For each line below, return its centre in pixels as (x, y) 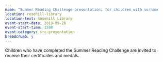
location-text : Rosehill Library (39, 18)
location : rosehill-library (33, 14)
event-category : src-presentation (40, 32)
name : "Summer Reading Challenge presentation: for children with (73, 9)
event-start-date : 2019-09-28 (36, 23)
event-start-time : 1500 (29, 28)
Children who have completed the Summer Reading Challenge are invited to (81, 50)
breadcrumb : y (19, 37)
